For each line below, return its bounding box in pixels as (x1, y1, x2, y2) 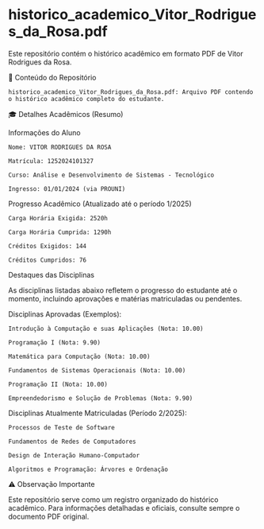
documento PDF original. (8, 511, 90, 521)
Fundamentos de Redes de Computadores (8, 438, 136, 445)
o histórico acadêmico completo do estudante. (8, 95, 165, 103)
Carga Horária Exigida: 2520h (8, 214, 109, 222)
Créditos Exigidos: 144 (8, 242, 87, 250)
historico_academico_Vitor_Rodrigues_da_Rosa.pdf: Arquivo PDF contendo (8, 88, 254, 96)
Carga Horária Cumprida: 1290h (8, 228, 112, 236)
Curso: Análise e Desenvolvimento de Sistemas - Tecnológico (8, 171, 215, 179)
